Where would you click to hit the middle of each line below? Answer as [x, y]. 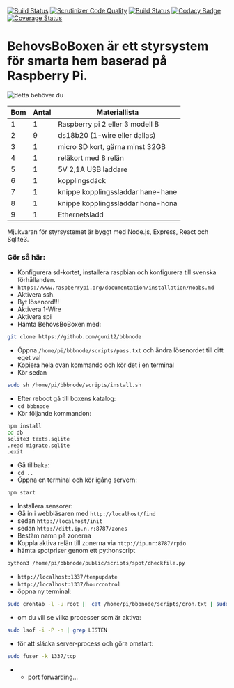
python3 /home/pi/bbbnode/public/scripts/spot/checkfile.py [96, 563]
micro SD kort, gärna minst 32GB [112, 146]
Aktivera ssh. [36, 295]
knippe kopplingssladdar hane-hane [118, 191]
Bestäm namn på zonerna [54, 535]
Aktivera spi [34, 317]
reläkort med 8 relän [91, 158]
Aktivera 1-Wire [39, 309]
